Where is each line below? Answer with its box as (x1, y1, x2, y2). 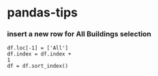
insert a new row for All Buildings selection (7, 29, 152, 39)
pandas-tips (7, 5, 78, 21)
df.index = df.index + (7, 51, 72, 58)
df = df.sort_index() (7, 63, 69, 70)
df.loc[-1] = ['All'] (7, 45, 69, 52)
